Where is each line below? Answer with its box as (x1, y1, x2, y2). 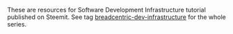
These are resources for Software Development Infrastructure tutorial (7, 6, 207, 14)
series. (7, 20, 26, 28)
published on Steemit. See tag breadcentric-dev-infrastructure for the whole (7, 13, 226, 21)
